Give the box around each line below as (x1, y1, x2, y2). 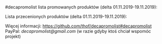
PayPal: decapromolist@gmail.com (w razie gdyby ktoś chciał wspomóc (5, 28, 151, 34)
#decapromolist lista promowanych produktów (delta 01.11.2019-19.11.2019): (5, 4, 158, 10)
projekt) (5, 34, 21, 39)
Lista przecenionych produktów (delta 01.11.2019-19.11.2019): (5, 14, 128, 19)
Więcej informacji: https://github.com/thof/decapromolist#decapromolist (5, 23, 152, 29)
